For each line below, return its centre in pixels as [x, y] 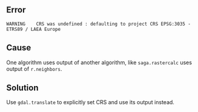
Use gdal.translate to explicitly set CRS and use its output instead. [90, 102]
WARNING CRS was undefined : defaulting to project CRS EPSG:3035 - [98, 24]
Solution [22, 88]
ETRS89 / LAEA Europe [34, 29]
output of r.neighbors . [34, 68]
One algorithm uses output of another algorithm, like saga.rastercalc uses [99, 62]
